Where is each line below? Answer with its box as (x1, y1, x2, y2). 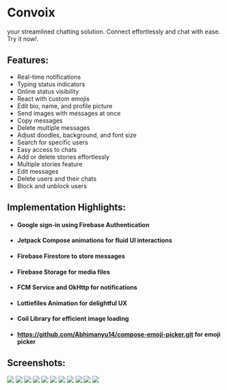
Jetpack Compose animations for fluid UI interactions (16, 236, 172, 244)
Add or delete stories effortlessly (16, 153, 110, 161)
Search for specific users (16, 138, 89, 146)
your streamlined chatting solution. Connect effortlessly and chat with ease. (7, 27, 221, 36)
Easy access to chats (16, 145, 77, 153)
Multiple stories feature (16, 159, 83, 168)
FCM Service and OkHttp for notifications (16, 283, 138, 291)
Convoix (7, 5, 56, 21)
